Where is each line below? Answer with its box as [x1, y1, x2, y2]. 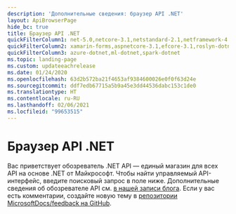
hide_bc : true [7, 23, 49, 30]
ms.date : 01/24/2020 [7, 69, 68, 76]
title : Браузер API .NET [7, 29, 80, 37]
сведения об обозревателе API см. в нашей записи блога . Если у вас [7, 184, 215, 192]
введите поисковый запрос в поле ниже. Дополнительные [43, 176, 220, 185]
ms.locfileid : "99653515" [7, 108, 83, 115]
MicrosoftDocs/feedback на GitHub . [7, 199, 112, 207]
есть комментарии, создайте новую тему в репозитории [7, 191, 178, 200]
